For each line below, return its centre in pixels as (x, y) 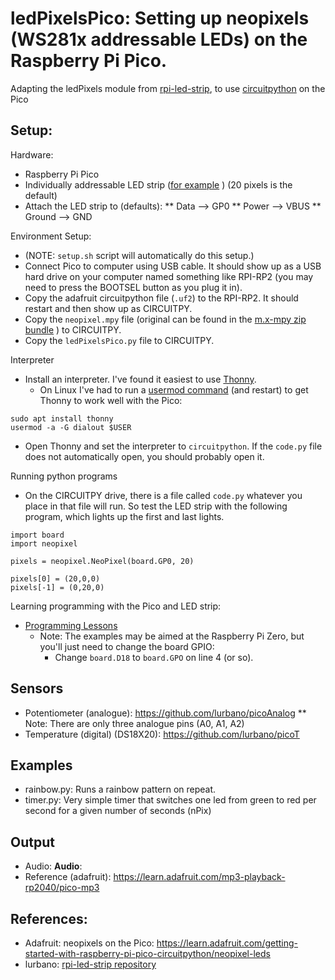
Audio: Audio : (53, 866)
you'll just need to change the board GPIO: (127, 646)
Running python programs (64, 476)
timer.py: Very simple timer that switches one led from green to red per (170, 800)
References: (49, 918)
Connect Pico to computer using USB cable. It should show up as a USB (173, 266)
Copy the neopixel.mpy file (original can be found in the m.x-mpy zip (165, 319)
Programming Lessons (71, 625)
